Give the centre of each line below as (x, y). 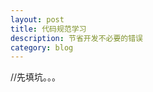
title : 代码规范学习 (48, 29)
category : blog (42, 47)
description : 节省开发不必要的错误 (76, 38)
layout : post (37, 19)
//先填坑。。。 (36, 77)
